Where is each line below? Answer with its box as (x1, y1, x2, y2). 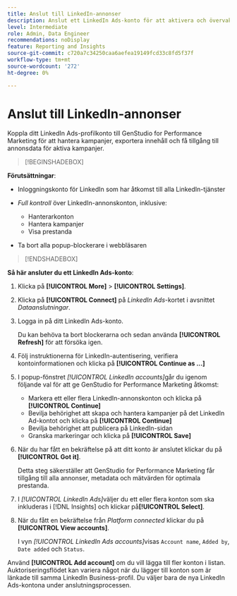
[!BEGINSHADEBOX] (24, 158, 84, 166)
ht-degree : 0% (7, 69, 49, 76)
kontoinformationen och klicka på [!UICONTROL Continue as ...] (17, 359, 205, 367)
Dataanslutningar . (17, 303, 71, 312)
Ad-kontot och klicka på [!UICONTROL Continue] (28, 417, 172, 425)
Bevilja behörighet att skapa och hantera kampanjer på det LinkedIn (28, 409, 225, 418)
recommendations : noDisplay (7, 37, 90, 44)
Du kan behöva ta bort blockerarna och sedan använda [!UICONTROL (17, 331, 221, 339)
